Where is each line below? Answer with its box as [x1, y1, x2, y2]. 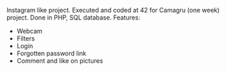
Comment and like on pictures [16, 57, 103, 65]
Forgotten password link [16, 49, 86, 57]
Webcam [16, 27, 43, 35]
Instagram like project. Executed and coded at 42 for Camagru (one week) [6, 6, 220, 14]
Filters [16, 34, 36, 43]
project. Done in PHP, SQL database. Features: [6, 13, 141, 22]
